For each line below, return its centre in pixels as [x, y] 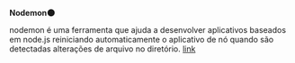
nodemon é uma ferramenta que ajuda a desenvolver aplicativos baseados [147, 30]
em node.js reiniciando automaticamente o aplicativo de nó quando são [142, 39]
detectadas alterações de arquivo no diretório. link [103, 49]
